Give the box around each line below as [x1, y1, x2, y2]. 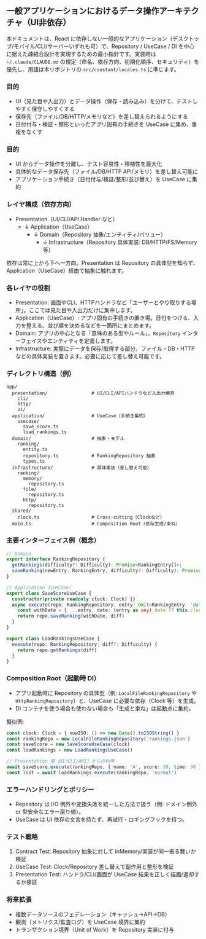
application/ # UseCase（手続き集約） [12, 413, 148, 419]
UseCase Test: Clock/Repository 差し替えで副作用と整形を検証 [15, 863, 174, 871]
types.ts [22, 458, 45, 465]
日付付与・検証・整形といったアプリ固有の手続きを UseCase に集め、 [15, 120, 192, 128]
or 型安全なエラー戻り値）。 [15, 808, 85, 815]
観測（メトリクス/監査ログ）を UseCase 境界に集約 [15, 918, 145, 925]
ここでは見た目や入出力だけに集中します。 [28, 307, 136, 313]
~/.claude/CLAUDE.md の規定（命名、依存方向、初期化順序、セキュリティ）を [6, 58, 200, 65]
